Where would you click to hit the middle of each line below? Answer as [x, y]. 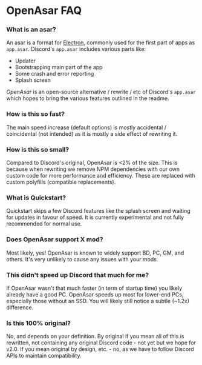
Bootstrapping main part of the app [59, 67]
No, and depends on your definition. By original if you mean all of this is [95, 337]
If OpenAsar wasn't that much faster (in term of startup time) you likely [94, 288]
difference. [20, 307]
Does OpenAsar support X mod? [55, 239]
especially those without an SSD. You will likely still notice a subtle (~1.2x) [98, 301]
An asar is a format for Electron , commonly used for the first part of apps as [101, 42]
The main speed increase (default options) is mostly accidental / [86, 127]
